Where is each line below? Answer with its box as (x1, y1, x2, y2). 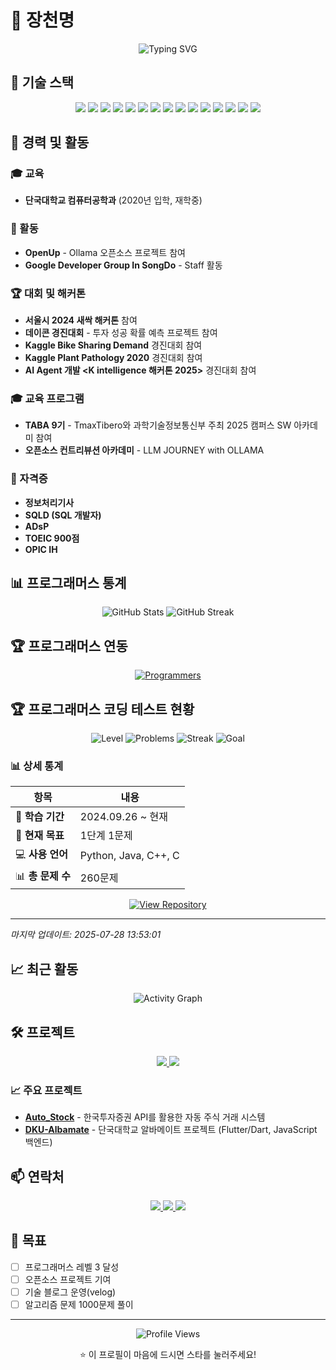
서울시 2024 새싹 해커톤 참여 (24, 314, 138, 326)
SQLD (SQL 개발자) (24, 509, 102, 521)
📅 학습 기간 (15, 810, 65, 824)
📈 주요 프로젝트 (10, 1083, 83, 1097)
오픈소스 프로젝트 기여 (24, 1273, 112, 1285)
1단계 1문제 (79, 829, 133, 843)
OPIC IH (24, 543, 58, 555)
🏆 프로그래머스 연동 (10, 637, 128, 655)
